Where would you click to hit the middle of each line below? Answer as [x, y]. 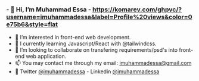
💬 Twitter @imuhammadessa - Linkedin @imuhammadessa [87, 71]
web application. [46, 57]
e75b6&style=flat [32, 24]
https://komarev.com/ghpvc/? [137, 10]
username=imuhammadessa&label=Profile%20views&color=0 [99, 17]
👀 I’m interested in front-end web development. [73, 38]
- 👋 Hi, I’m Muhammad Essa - [49, 10]
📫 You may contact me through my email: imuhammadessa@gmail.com [103, 63]
